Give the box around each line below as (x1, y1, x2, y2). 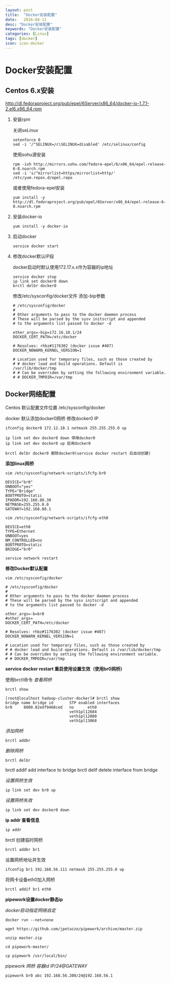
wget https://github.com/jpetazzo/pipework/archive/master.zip (5, 926, 143, 931)
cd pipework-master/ (5, 944, 50, 949)
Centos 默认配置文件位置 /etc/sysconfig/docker (5, 404, 106, 410)
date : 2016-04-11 (5, 17, 47, 22)
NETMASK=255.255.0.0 (5, 502, 50, 507)
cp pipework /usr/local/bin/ (5, 953, 67, 958)
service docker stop (12, 274, 57, 279)
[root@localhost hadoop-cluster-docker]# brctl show (5, 695, 120, 701)
